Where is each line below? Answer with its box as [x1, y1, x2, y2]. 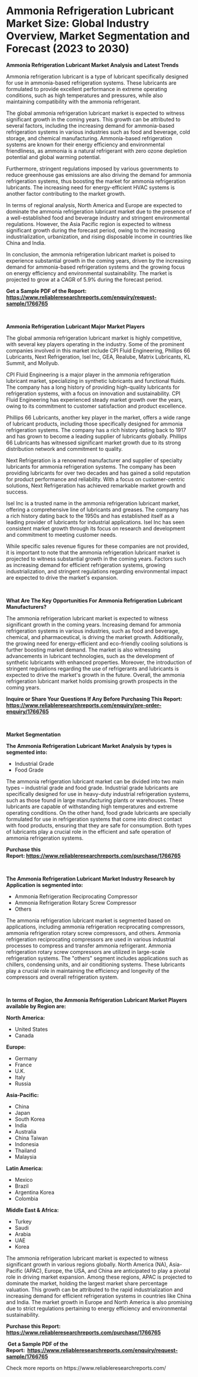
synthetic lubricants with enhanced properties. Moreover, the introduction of [6, 659, 192, 666]
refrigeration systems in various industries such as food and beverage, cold [6, 128, 190, 136]
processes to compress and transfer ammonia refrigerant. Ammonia [6, 942, 171, 949]
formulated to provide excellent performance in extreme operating [6, 85, 167, 92]
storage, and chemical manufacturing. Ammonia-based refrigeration [6, 134, 173, 141]
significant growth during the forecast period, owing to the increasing [6, 227, 176, 234]
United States [14, 1026, 48, 1033]
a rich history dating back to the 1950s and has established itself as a [6, 512, 174, 519]
